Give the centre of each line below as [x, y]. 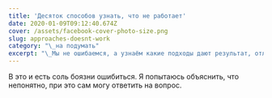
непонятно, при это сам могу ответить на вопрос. [95, 85]
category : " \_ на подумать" [54, 46]
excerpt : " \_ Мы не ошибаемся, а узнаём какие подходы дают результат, [130, 53]
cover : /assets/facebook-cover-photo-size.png [88, 31]
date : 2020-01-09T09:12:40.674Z [63, 23]
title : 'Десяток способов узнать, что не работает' [97, 16]
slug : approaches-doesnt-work [59, 38]
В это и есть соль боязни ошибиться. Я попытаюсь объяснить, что [124, 77]
